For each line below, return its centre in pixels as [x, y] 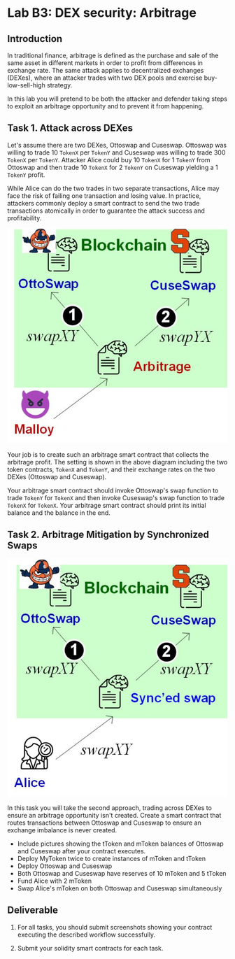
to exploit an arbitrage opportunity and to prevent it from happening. [106, 106]
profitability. [24, 218]
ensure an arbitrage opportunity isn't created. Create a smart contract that [114, 815]
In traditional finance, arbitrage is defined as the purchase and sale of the [113, 55]
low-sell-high [26, 85]
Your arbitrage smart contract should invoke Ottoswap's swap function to [113, 490]
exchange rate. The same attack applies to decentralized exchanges [106, 70]
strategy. [59, 85]
